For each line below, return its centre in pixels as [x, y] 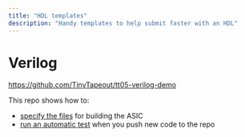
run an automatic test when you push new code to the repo [117, 124]
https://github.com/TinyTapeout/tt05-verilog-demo [92, 85]
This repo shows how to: [49, 100]
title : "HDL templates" [48, 16]
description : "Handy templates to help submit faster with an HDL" [123, 23]
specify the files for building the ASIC [82, 116]
